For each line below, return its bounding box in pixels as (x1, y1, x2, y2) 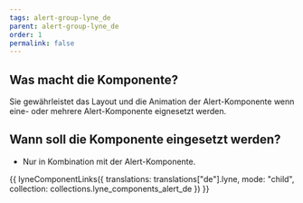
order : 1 (9, 30, 43, 39)
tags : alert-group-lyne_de (9, 13, 111, 23)
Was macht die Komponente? (9, 72, 179, 87)
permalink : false (9, 38, 75, 48)
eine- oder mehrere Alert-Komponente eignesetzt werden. (9, 106, 227, 117)
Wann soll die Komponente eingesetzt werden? (9, 132, 281, 148)
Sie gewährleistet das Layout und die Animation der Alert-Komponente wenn (9, 96, 295, 107)
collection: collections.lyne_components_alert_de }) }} (9, 183, 210, 194)
